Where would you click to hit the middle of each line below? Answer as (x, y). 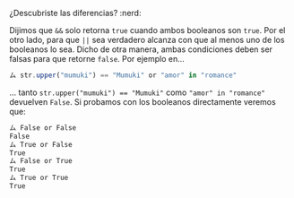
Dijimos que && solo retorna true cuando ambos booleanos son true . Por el (147, 30)
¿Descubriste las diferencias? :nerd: (75, 13)
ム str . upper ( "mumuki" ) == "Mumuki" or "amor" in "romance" (123, 75)
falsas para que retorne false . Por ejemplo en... (97, 59)
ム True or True (39, 178)
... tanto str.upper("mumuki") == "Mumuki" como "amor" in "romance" (138, 92)
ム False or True (41, 161)
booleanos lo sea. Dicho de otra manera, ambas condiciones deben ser (141, 49)
